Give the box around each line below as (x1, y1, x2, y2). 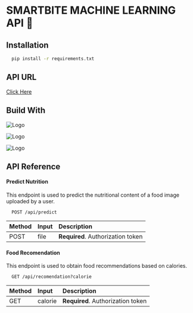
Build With (6, 106, 46, 116)
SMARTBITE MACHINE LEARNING (6, 4, 176, 17)
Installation (6, 40, 49, 50)
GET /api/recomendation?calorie (11, 274, 92, 280)
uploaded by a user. (6, 198, 55, 205)
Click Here (6, 88, 32, 95)
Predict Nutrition (6, 178, 49, 185)
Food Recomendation (6, 249, 61, 256)
